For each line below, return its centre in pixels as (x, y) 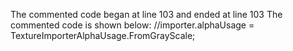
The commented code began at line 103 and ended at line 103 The (146, 14)
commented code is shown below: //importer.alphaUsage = (132, 25)
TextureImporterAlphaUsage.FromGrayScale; (103, 35)
